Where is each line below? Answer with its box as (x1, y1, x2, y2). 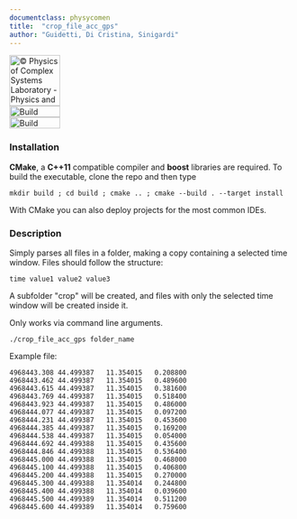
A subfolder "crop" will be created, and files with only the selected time (9, 290, 274, 301)
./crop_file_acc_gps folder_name (9, 335, 135, 344)
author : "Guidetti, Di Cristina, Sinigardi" (9, 30, 179, 39)
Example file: (9, 350, 58, 361)
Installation (9, 141, 60, 153)
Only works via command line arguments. (9, 317, 164, 328)
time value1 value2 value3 (9, 274, 111, 283)
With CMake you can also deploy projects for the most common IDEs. (9, 204, 267, 215)
